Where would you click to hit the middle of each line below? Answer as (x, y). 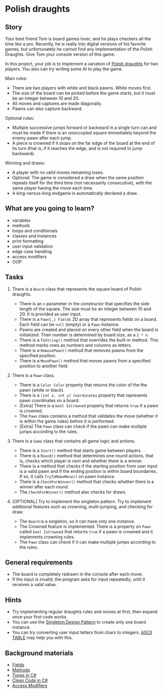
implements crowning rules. (47, 537)
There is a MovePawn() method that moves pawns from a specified (85, 360)
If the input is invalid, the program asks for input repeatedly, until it (78, 579)
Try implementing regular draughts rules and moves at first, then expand (85, 612)
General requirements (39, 563)
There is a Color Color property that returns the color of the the (83, 385)
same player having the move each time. (53, 188)
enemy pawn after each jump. (42, 138)
